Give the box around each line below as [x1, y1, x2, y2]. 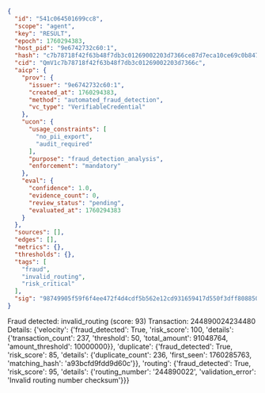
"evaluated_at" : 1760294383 [28, 206, 122, 214]
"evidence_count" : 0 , [28, 191, 100, 200]
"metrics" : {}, [14, 243, 65, 251]
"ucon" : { [21, 118, 55, 126]
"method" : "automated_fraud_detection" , [28, 96, 164, 104]
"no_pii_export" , [36, 132, 93, 140]
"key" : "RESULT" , [14, 29, 72, 37]
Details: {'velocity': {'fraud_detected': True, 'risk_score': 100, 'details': [7, 325, 234, 334]
